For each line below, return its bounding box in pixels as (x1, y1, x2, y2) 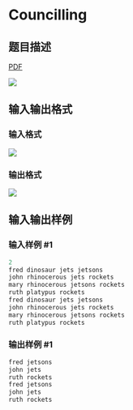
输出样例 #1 (8, 339, 53, 350)
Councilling (8, 6, 88, 24)
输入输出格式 (8, 103, 73, 117)
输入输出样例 (8, 213, 73, 227)
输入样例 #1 (8, 239, 53, 250)
